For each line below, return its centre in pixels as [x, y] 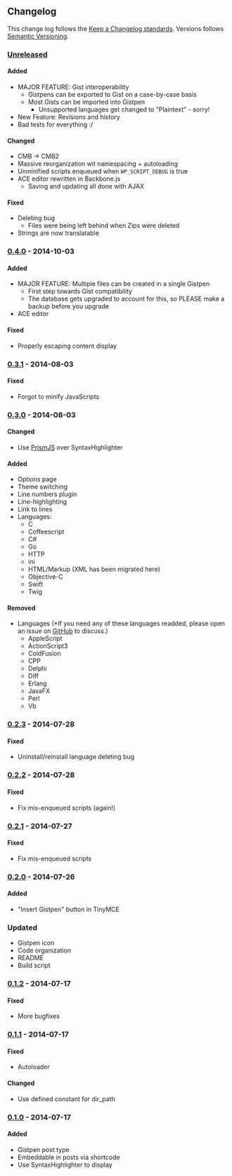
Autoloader [34, 1067]
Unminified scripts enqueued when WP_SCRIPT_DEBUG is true [103, 172]
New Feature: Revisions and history [69, 116]
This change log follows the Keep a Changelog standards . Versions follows [116, 28]
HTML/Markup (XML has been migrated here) [94, 569]
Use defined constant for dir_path [66, 1099]
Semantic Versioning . [38, 36]
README [31, 958]
